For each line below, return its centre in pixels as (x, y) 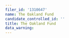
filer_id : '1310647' (26, 10)
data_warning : (20, 28)
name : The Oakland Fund (30, 14)
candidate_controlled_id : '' (35, 19)
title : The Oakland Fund (31, 23)
